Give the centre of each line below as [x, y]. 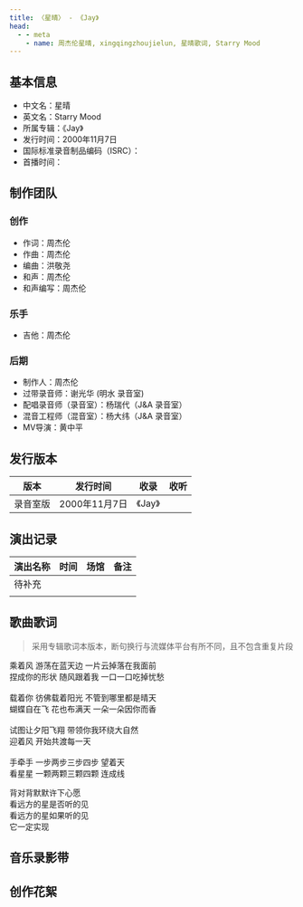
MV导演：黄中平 [53, 427]
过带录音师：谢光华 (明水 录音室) [83, 394]
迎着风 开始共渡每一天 [50, 741]
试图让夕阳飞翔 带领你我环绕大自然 [74, 730]
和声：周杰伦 [46, 276]
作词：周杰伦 [46, 243]
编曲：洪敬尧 [46, 265]
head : [19, 26]
